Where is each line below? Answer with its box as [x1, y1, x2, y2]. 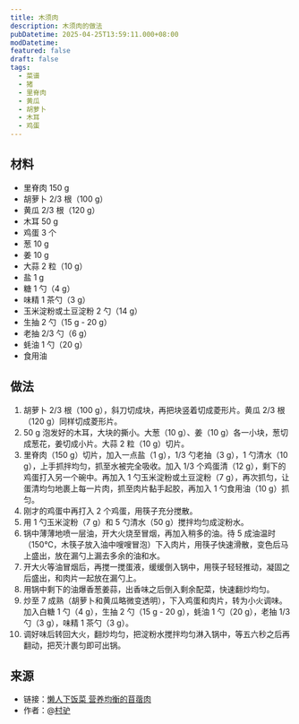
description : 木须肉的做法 [10, 22, 103, 30]
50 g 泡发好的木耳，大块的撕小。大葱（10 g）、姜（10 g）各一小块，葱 [22, 427, 281, 437]
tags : [10, 64, 30, 73]
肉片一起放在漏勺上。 [62, 573, 141, 583]
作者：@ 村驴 [22, 705, 71, 716]
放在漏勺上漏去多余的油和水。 [54, 550, 165, 561]
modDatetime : [10, 38, 59, 47]
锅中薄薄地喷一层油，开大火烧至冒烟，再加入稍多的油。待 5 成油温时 [22, 528, 276, 539]
